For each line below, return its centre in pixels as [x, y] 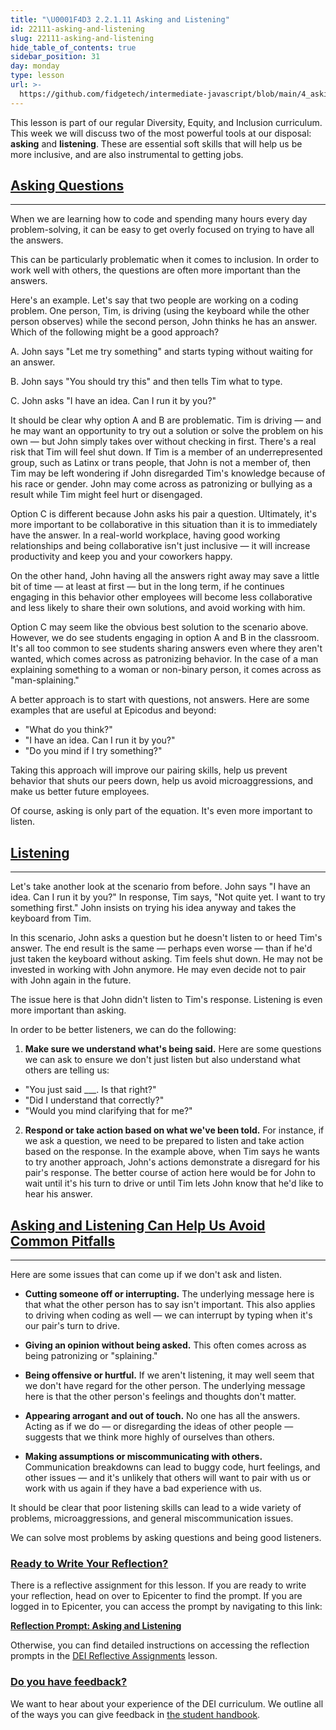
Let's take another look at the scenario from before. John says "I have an [160, 887]
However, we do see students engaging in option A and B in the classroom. [165, 638]
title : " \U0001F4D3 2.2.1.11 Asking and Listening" [120, 19]
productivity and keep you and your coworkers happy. [121, 557]
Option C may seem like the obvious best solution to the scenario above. [159, 627]
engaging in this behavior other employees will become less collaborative [161, 597]
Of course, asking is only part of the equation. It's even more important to [161, 811]
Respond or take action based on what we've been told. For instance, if [174, 1130]
